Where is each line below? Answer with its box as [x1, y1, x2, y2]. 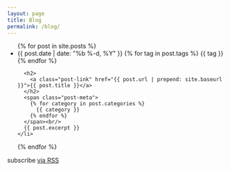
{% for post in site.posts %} [17, 42, 97, 51]
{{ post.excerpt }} [24, 125, 80, 132]
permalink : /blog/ [7, 23, 60, 30]
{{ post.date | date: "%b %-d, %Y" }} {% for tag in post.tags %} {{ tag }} [17, 49, 224, 57]
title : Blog [7, 17, 42, 24]
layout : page [7, 10, 45, 17]
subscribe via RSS [7, 156, 60, 165]
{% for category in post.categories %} [30, 100, 145, 107]
